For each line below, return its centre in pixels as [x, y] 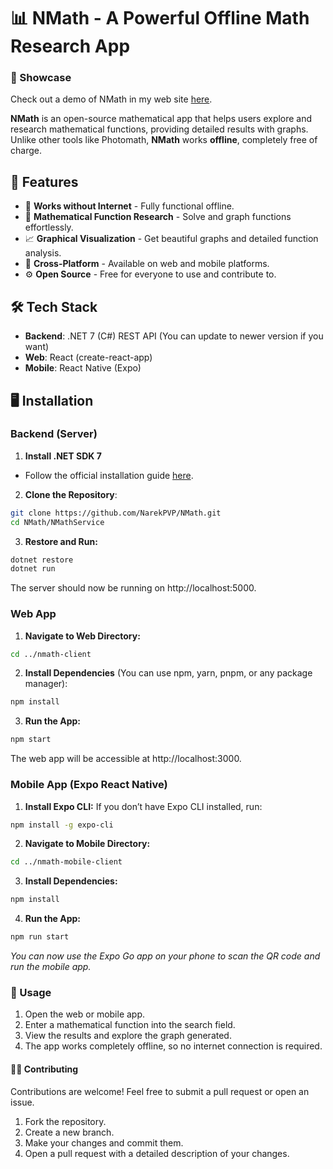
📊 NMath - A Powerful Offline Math [160, 18]
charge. [26, 151]
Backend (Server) [54, 434]
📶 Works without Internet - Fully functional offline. [129, 206]
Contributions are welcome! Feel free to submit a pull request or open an [160, 1091]
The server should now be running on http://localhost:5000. [133, 588]
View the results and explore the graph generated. [128, 1036]
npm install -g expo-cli [62, 825]
